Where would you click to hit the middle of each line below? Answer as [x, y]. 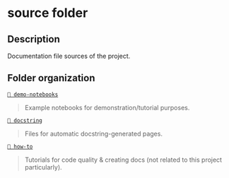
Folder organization [51, 78]
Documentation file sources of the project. [69, 56]
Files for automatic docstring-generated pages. [93, 133]
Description [34, 39]
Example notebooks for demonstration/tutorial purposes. [107, 107]
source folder [48, 13]
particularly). [43, 167]
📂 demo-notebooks [33, 94]
